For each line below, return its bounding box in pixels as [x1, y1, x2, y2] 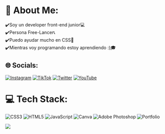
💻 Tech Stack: [5, 93, 68, 105]
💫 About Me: [5, 5, 59, 16]
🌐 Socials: [5, 61, 39, 70]
